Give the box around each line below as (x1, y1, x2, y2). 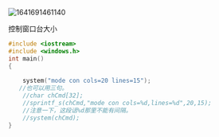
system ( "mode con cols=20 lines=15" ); (22, 76, 151, 85)
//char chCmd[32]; (22, 92, 84, 100)
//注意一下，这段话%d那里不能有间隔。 (22, 106, 132, 115)
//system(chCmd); (22, 114, 80, 122)
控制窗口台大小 (8, 24, 57, 33)
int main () (8, 54, 45, 63)
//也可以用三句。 (18, 84, 68, 92)
